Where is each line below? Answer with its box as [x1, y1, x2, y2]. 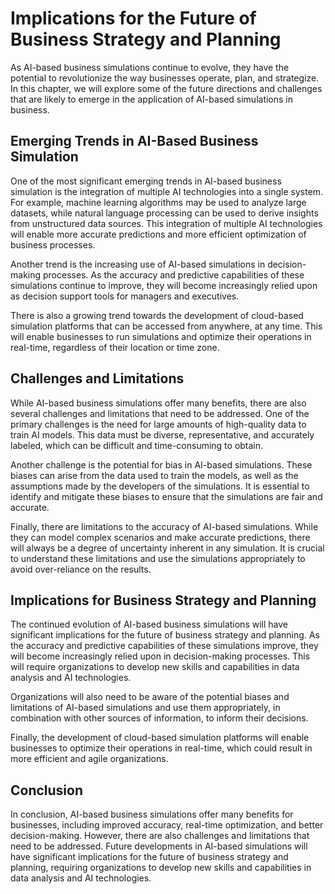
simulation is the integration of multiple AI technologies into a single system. [10, 185, 324, 197]
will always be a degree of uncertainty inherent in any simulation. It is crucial [10, 542, 325, 554]
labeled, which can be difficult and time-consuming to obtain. [10, 439, 264, 451]
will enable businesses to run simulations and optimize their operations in [10, 330, 312, 342]
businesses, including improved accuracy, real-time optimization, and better [10, 819, 324, 831]
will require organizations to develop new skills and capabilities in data [10, 661, 300, 673]
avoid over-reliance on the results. [10, 563, 152, 575]
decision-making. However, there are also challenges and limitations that [10, 830, 310, 842]
